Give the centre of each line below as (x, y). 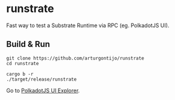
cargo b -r (20, 74)
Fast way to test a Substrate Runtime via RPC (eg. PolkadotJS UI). (88, 25)
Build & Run (28, 44)
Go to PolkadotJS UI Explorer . (43, 90)
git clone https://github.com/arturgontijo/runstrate (75, 58)
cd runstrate (23, 63)
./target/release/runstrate (42, 79)
